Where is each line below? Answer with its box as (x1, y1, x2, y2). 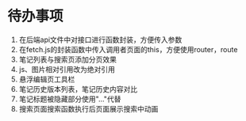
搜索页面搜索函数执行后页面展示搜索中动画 (18, 104, 159, 113)
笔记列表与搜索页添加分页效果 (18, 55, 117, 64)
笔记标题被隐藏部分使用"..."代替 (18, 94, 121, 104)
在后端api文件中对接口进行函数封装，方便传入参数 (18, 35, 183, 44)
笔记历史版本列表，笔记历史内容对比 (18, 84, 138, 93)
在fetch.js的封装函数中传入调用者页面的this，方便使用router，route (18, 44, 238, 54)
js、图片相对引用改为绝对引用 (18, 64, 116, 74)
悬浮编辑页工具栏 (18, 74, 75, 84)
